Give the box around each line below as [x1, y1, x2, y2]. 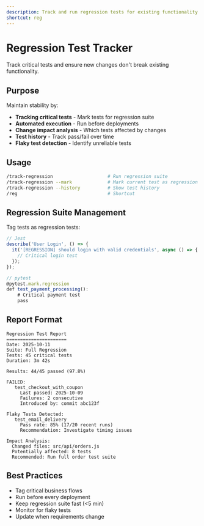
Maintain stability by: [6, 102, 59, 109]
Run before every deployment [15, 493, 90, 500]
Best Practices [6, 470, 63, 481]
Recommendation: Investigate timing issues [20, 427, 133, 433]
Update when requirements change [15, 513, 105, 520]
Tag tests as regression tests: [6, 224, 81, 231]
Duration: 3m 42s [6, 357, 51, 364]
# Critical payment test [17, 292, 81, 298]
